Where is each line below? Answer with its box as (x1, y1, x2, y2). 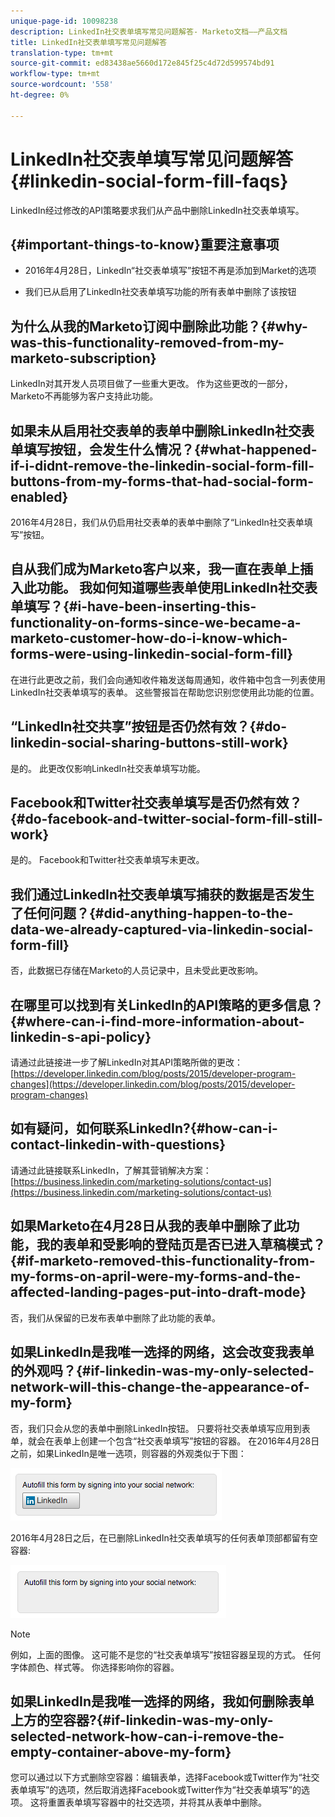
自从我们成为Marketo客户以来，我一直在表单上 (10, 561, 301, 578)
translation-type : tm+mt (10, 48, 114, 58)
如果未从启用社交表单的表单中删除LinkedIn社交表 (10, 422, 315, 439)
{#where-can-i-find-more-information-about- (10, 1013, 305, 1030)
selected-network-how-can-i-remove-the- (10, 1728, 285, 1745)
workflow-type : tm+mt (10, 69, 101, 79)
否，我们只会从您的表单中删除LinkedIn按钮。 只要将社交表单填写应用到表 (10, 1422, 311, 1434)
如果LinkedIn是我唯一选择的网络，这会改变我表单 (10, 1344, 315, 1361)
